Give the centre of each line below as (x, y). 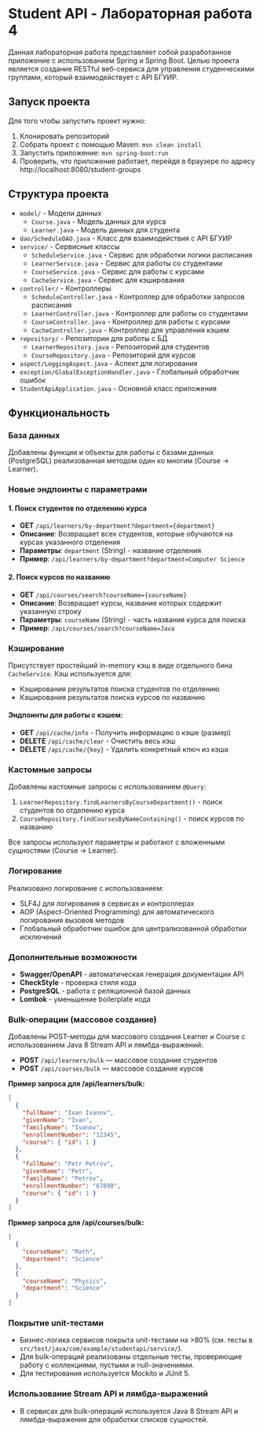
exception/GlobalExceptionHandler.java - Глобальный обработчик (129, 372)
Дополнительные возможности (73, 957)
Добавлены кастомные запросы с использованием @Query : (107, 787)
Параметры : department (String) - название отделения (110, 551)
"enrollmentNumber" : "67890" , (72, 1186)
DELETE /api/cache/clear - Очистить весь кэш (97, 741)
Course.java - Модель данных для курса (99, 222)
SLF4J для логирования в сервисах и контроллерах (107, 903)
